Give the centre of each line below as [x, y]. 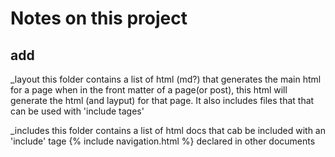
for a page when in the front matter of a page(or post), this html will [149, 90]
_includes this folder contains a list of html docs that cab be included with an [168, 130]
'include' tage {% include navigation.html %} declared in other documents [163, 141]
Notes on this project [99, 18]
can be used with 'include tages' [77, 111]
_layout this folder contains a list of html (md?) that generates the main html [166, 79]
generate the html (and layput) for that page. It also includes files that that [162, 100]
